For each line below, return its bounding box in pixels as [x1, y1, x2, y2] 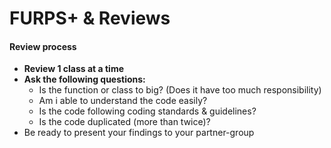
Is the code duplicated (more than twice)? [38, 116, 211, 128]
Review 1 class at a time [23, 63, 125, 75]
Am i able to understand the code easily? [38, 95, 208, 107]
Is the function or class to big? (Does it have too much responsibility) [38, 84, 322, 96]
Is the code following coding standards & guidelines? [38, 105, 257, 117]
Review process [9, 40, 77, 52]
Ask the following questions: [23, 73, 146, 86]
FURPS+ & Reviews [9, 7, 171, 30]
